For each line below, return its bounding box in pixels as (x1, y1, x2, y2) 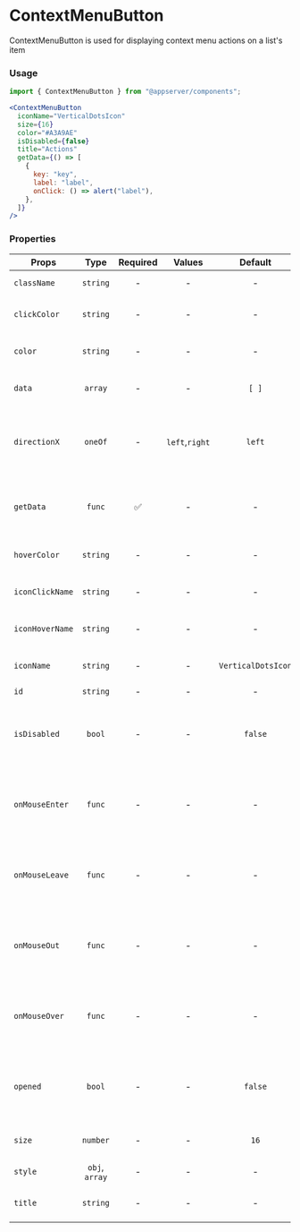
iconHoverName (13, 623, 74, 634)
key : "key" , (32, 170, 78, 179)
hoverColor (13, 550, 60, 560)
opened (13, 1081, 42, 1091)
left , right (166, 435, 211, 448)
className (13, 278, 55, 287)
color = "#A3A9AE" (17, 128, 78, 137)
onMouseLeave (13, 869, 70, 880)
